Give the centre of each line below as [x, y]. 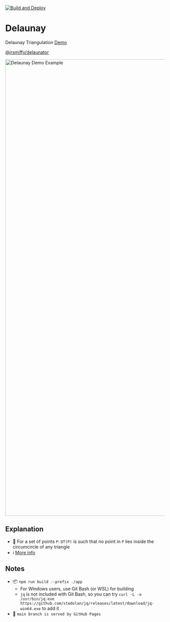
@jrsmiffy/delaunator [27, 52]
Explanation [25, 529]
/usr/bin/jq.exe [37, 599]
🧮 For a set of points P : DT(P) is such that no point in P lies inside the [83, 541]
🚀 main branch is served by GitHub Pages [57, 613]
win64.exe [31, 609]
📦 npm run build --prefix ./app [47, 581]
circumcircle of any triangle [41, 547]
